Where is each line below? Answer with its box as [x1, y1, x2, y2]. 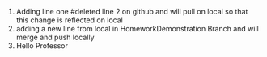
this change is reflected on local [15, 15, 124, 25]
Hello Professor [15, 41, 69, 51]
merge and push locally [15, 32, 95, 42]
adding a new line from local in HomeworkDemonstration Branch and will [15, 24, 259, 33]
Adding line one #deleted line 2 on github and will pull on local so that [15, 7, 248, 16]
